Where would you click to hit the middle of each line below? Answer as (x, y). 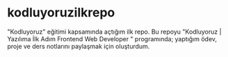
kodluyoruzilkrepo (61, 13)
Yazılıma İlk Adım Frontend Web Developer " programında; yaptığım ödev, (112, 38)
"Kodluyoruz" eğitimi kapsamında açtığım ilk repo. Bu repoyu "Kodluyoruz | (114, 32)
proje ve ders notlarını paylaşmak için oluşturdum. (79, 46)
